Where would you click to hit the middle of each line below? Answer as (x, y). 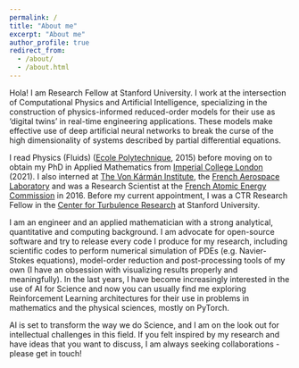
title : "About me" (43, 26)
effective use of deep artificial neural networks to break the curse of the (141, 130)
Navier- (253, 250)
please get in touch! (46, 353)
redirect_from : (37, 51)
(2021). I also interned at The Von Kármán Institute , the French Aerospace (145, 176)
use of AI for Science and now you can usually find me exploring (128, 289)
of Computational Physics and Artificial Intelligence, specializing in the (138, 102)
